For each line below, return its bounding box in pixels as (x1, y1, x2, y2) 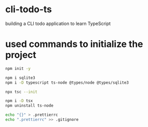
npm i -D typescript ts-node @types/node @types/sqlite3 (5, 80, 129, 85)
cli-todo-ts (5, 4, 52, 15)
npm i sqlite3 (5, 75, 36, 80)
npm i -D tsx (5, 98, 33, 104)
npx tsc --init (5, 89, 38, 94)
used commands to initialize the (5, 38, 143, 50)
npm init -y (5, 66, 31, 71)
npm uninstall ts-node (5, 103, 54, 108)
